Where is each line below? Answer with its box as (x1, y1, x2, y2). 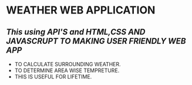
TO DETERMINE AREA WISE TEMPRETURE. (14, 67, 120, 74)
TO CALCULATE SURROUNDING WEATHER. (14, 61, 122, 67)
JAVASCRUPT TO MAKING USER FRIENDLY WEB (6, 36, 186, 46)
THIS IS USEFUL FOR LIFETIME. (14, 73, 92, 80)
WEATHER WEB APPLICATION (6, 4, 156, 17)
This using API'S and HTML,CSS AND (6, 27, 146, 37)
